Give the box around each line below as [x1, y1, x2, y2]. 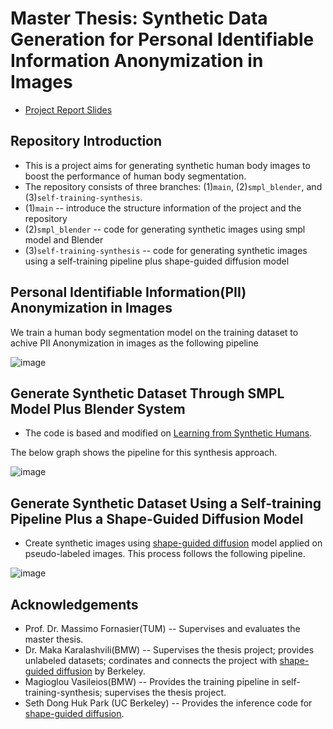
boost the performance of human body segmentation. [24, 170, 247, 182]
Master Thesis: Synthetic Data [10, 7, 268, 30]
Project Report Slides [24, 103, 113, 116]
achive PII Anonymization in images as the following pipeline [10, 337, 259, 349]
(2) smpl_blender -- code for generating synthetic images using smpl [24, 223, 306, 235]
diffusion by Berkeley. [56, 665, 146, 677]
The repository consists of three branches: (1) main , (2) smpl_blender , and [24, 180, 323, 192]
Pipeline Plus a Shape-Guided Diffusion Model [10, 510, 304, 527]
